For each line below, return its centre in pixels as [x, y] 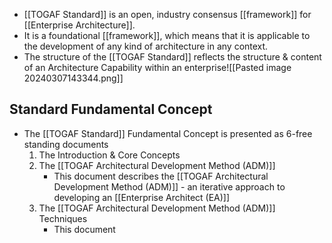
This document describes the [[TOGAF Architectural [161, 176]
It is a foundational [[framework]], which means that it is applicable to [167, 35]
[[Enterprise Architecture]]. [79, 25]
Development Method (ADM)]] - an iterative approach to [169, 186]
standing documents [66, 144]
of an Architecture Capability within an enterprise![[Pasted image [157, 67]
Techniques [63, 218]
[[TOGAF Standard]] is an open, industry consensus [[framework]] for [167, 14]
